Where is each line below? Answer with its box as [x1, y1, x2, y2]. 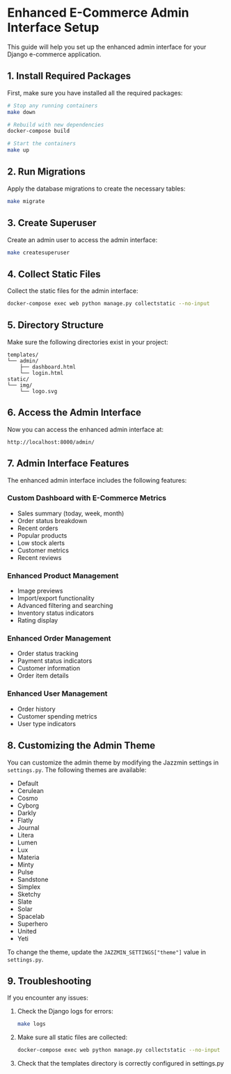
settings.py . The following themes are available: [7, 765, 147, 774]
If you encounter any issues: [7, 993, 89, 1002]
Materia [17, 853, 40, 861]
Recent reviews [17, 553, 62, 561]
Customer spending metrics [17, 712, 97, 721]
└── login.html [19, 369, 64, 376]
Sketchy [17, 890, 41, 898]
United [17, 927, 37, 935]
